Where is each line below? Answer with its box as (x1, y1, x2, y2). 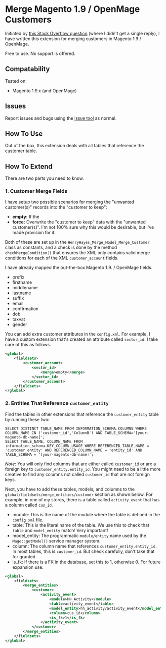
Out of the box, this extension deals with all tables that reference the (5, 143, 144, 149)
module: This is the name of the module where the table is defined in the (12, 511, 160, 517)
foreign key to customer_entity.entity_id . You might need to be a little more (5, 466, 161, 472)
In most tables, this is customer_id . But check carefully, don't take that (12, 548, 155, 554)
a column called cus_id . (5, 502, 53, 508)
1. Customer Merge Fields (5, 188, 68, 195)
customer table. (5, 148, 37, 154)
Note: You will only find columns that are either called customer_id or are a (5, 461, 156, 467)
